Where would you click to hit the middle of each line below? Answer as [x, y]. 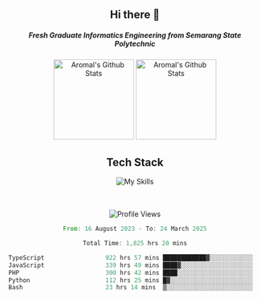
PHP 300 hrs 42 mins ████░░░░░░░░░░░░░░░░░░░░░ [130, 273]
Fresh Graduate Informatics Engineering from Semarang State [135, 35]
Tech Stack [135, 162]
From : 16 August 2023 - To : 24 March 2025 [135, 229]
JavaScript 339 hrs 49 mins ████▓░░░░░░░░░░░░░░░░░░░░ [130, 265]
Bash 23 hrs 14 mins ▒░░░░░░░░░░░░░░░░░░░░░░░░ [130, 288]
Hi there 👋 [135, 15]
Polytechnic [135, 43]
